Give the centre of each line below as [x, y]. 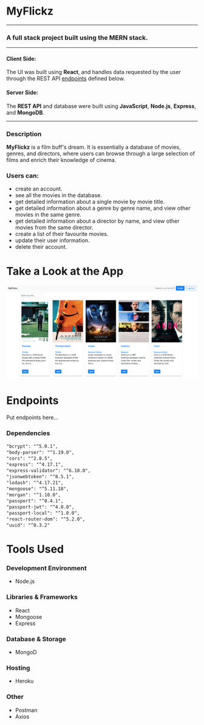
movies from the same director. [54, 228]
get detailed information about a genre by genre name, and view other [103, 208]
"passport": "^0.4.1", [35, 501]
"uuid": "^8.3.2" [28, 525]
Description [24, 133]
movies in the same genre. [48, 215]
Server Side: [22, 93]
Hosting [18, 668]
